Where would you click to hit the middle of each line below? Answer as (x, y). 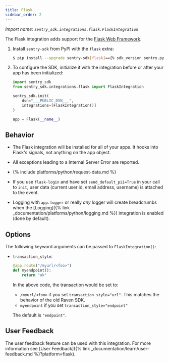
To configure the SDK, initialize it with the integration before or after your (88, 67)
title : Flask (19, 10)
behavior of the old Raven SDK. (52, 300)
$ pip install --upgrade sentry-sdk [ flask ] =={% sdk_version (77, 58)
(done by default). (31, 218)
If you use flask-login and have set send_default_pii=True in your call (86, 182)
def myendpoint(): (32, 270)
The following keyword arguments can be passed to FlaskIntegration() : (81, 247)
